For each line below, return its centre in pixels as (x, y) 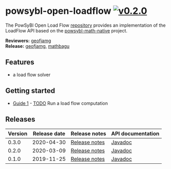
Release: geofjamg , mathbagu (37, 46)
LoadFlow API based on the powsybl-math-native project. (66, 30)
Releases (20, 119)
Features (20, 62)
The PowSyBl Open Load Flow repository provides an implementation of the (85, 25)
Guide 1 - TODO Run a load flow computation (60, 103)
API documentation (135, 134)
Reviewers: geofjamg (28, 41)
